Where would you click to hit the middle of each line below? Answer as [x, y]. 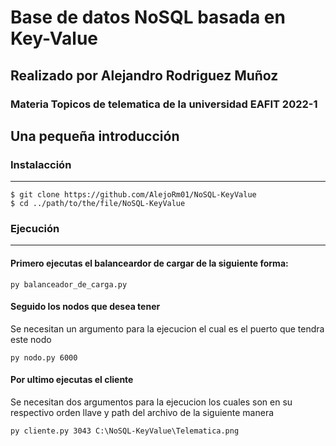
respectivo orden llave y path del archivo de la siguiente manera [142, 413]
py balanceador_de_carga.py [69, 284]
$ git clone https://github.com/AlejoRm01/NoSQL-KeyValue [133, 195]
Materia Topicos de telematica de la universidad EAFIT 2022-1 [164, 104]
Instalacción [41, 164]
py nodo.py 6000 [44, 357]
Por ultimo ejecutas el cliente [72, 380]
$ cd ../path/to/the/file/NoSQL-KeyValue [98, 204]
